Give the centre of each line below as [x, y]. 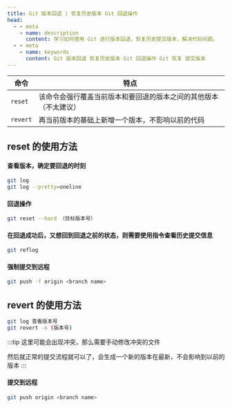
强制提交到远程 [28, 266]
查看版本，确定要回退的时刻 [47, 165]
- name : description [49, 33]
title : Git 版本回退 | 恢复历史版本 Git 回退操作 [72, 13]
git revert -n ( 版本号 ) [40, 328]
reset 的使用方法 [42, 147]
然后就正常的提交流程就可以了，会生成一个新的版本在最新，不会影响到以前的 [116, 356]
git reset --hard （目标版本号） [51, 219]
